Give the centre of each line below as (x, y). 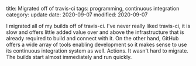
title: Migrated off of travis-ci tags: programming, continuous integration (93, 8)
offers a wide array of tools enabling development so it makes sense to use (97, 44)
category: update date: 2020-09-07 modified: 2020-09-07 (77, 15)
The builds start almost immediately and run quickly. (69, 57)
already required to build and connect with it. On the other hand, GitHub (92, 38)
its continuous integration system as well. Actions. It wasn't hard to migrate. (97, 51)
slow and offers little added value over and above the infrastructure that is (95, 32)
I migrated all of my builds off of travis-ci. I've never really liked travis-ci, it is (98, 26)
